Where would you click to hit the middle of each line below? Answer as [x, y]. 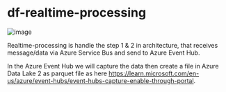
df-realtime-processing [77, 13]
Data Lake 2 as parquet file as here [57, 73]
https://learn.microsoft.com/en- [154, 73]
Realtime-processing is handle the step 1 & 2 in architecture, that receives [113, 45]
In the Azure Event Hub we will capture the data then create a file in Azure [113, 66]
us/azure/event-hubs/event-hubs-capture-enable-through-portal [100, 80]
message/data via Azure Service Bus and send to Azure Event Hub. [104, 53]
